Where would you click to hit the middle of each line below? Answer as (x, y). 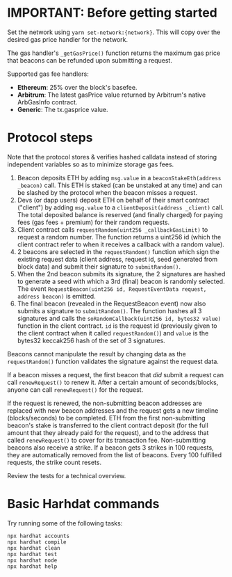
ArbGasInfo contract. (47, 102)
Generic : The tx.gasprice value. (63, 109)
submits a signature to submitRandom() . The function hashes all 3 (109, 310)
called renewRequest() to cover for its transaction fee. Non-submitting (107, 440)
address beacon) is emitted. (56, 296)
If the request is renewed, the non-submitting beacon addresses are (105, 403)
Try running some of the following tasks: (65, 523)
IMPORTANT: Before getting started (112, 13)
